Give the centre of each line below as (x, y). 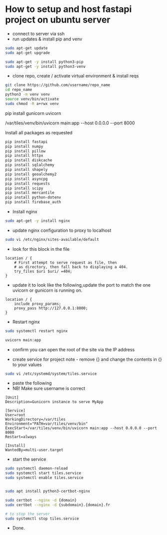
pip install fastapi (27, 142)
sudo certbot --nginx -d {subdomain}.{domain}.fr (58, 505)
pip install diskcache (29, 160)
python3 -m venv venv (28, 94)
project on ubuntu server (58, 20)
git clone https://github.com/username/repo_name (58, 85)
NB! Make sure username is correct (49, 389)
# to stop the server (28, 514)
